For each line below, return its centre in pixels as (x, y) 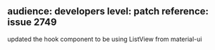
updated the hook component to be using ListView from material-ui (105, 39)
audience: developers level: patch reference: (108, 11)
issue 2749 (32, 23)
